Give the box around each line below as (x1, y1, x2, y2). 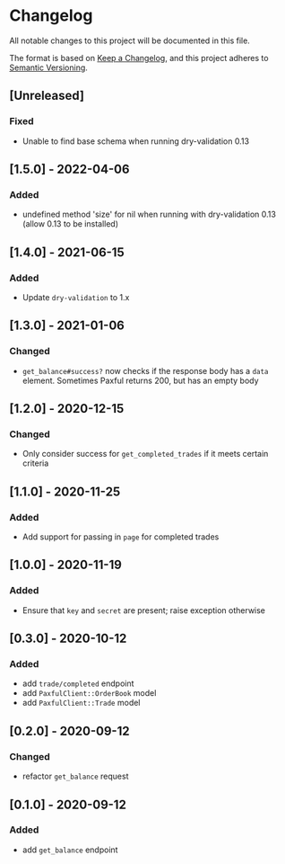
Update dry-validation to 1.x (22, 292, 130, 302)
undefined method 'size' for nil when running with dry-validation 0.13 (22, 209, 276, 220)
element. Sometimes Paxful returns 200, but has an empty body (22, 375, 259, 386)
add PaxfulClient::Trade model (22, 698, 141, 708)
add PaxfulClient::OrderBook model (22, 688, 157, 699)
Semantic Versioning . (9, 62, 88, 73)
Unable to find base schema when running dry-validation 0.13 (22, 136, 249, 147)
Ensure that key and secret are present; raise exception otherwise (22, 604, 266, 616)
